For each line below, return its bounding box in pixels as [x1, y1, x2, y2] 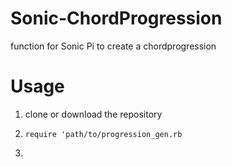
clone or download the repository [24, 108, 163, 120]
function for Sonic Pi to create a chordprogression [10, 40, 217, 52]
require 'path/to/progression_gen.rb [24, 129, 183, 139]
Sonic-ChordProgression [10, 7, 223, 30]
